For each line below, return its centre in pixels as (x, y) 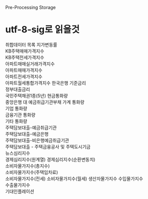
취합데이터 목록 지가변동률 (31, 44)
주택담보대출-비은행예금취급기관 (37, 140)
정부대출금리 (18, 89)
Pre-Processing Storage (31, 7)
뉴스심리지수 (18, 153)
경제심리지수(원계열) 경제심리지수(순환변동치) (50, 159)
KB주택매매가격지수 (25, 51)
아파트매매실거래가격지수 (30, 64)
